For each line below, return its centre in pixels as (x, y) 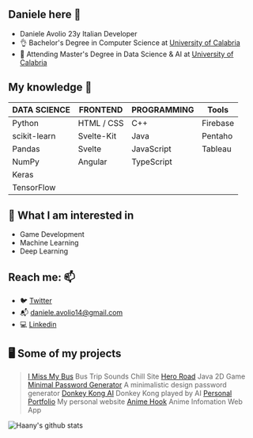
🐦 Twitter (36, 301)
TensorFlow (34, 187)
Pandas (26, 149)
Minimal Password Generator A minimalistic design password (127, 385)
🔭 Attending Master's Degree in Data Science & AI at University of (126, 54)
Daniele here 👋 (45, 15)
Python (26, 123)
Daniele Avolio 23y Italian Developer (78, 33)
